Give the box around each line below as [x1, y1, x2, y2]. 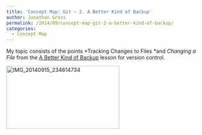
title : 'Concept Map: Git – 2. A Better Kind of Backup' [6, 8, 153, 15]
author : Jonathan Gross [6, 14, 66, 20]
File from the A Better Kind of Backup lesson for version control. [6, 54, 165, 61]
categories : [6, 25, 36, 32]
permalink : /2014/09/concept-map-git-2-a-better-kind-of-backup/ [6, 20, 174, 26]
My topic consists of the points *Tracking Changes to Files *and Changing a [6, 47, 196, 55]
